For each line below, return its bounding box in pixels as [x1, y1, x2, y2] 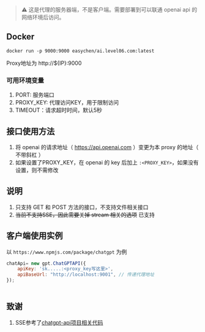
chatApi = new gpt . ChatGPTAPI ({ [6, 260, 86, 267]
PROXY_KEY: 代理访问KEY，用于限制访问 [15, 99, 119, 106]
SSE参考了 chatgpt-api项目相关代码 [15, 319, 103, 326]
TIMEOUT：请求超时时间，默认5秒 [15, 106, 103, 114]
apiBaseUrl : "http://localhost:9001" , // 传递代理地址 [17, 271, 155, 278]
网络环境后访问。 [21, 13, 65, 21]
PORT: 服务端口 [15, 91, 54, 98]
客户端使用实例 [6, 231, 63, 241]
